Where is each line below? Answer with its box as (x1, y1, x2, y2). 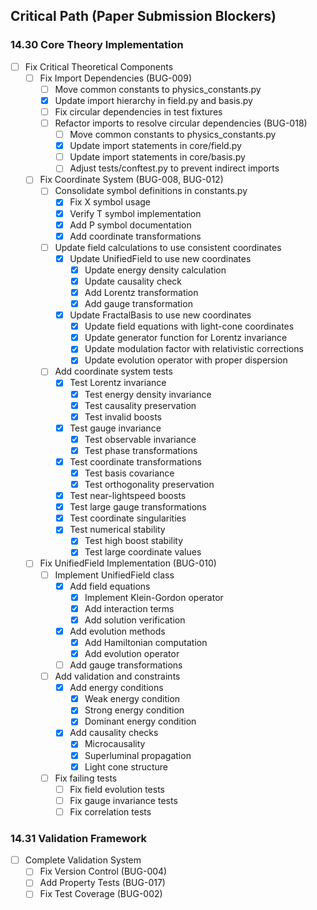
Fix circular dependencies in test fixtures (54, 105, 223, 118)
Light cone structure (84, 760, 168, 773)
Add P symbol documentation (69, 219, 192, 231)
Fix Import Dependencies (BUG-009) (39, 72, 192, 84)
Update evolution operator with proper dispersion (84, 354, 288, 366)
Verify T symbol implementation (69, 207, 202, 219)
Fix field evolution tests (69, 783, 165, 795)
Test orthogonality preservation (84, 479, 215, 490)
